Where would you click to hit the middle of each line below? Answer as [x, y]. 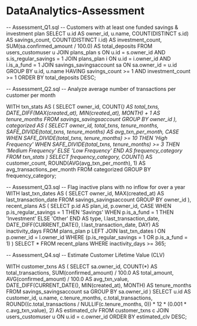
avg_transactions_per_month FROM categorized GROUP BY [79, 169]
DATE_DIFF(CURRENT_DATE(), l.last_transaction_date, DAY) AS [83, 224]
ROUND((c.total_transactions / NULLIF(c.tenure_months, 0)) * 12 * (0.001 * [96, 304]
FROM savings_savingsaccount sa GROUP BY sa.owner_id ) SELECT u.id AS [98, 291]
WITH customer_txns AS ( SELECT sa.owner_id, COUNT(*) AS [82, 266]
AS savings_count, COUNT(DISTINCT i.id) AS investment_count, [84, 40]
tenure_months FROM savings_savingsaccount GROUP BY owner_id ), [91, 119]
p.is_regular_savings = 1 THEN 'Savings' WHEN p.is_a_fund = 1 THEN [90, 212]
